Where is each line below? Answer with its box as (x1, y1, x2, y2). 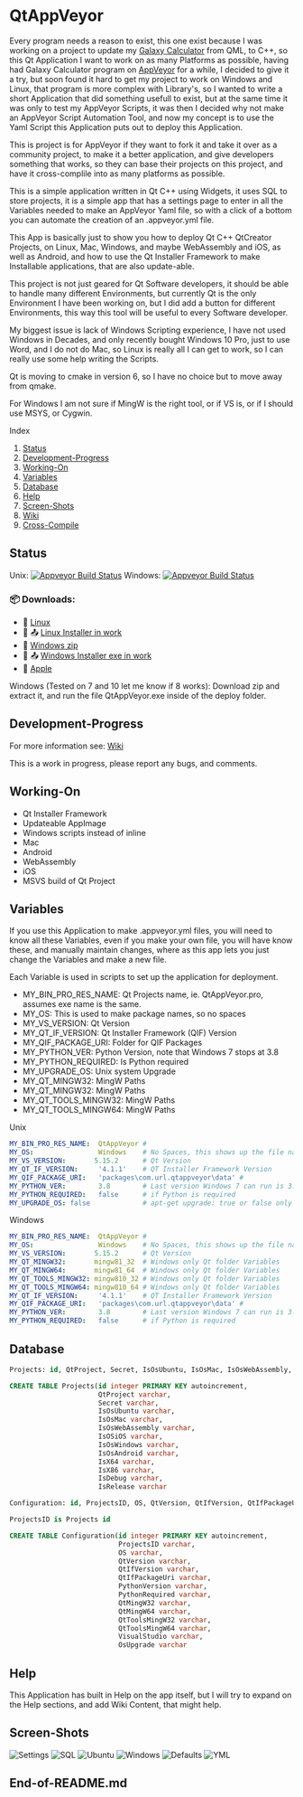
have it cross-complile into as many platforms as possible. (9, 168, 225, 179)
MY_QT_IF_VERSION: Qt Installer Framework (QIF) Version (22, 1028, 237, 1039)
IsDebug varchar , (97, 1474, 164, 1483)
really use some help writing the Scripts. (9, 353, 160, 364)
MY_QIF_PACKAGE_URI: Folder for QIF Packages (22, 1037, 203, 1049)
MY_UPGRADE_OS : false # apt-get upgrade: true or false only (9, 1199, 293, 1208)
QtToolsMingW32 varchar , (118, 1615, 212, 1624)
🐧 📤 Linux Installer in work (22, 627, 123, 638)
